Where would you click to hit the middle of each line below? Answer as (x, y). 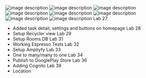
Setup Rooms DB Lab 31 (38, 39)
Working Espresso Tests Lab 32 (46, 44)
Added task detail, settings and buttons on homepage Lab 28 (77, 28)
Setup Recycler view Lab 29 (42, 33)
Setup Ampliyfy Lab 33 (37, 50)
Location (22, 71)
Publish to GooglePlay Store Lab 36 (50, 60)
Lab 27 (100, 18)
